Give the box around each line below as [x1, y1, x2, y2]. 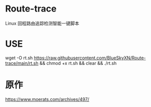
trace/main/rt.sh [5, 60, 39, 66]
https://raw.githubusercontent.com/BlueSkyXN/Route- [34, 55, 146, 61]
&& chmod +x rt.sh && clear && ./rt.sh [39, 60, 117, 66]
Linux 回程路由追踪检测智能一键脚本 [5, 20, 79, 26]
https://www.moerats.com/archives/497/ [5, 96, 89, 102]
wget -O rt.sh [5, 55, 33, 61]
